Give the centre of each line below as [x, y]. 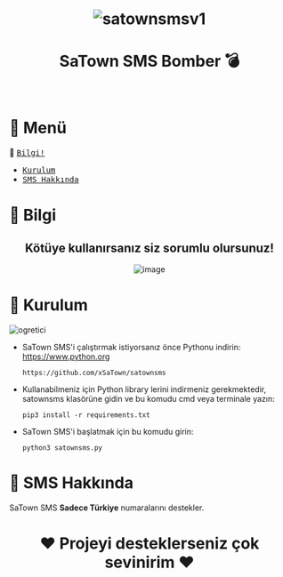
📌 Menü [38, 128]
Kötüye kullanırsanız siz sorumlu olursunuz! [150, 248]
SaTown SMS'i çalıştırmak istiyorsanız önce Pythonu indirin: [131, 347]
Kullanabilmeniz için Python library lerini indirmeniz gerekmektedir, [144, 389]
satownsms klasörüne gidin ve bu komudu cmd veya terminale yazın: [149, 399]
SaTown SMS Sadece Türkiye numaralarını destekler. [107, 508]
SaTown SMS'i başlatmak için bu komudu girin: [108, 432]
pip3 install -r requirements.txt [86, 415]
